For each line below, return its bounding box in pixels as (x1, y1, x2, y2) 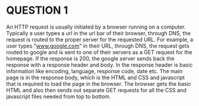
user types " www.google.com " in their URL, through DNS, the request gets (6, 42, 189, 49)
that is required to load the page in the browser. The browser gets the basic (6, 80, 192, 87)
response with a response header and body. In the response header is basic (6, 61, 193, 68)
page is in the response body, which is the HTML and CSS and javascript (6, 74, 185, 81)
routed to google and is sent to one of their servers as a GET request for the (6, 48, 192, 55)
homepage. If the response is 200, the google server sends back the (6, 55, 175, 62)
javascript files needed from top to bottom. (6, 93, 111, 100)
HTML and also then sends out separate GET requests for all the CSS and (6, 86, 186, 93)
